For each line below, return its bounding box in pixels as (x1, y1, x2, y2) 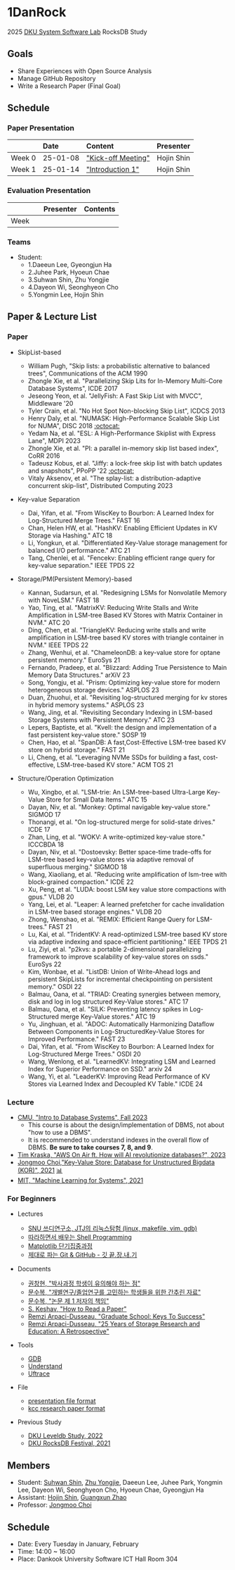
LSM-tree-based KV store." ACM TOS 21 (57, 760, 174, 768)
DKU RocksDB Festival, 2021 (27, 1439, 111, 1447)
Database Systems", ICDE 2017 (27, 384, 118, 392)
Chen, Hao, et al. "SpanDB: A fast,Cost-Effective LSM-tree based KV (27, 737, 227, 747)
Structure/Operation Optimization (17, 774, 114, 783)
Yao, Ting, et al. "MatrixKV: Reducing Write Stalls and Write (27, 603, 199, 611)
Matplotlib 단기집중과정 (27, 1242, 93, 1250)
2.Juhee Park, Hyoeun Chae (27, 268, 110, 277)
